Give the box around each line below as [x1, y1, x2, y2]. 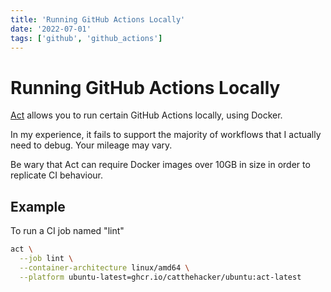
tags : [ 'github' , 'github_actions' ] [10, 33, 163, 43]
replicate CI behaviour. [10, 169, 104, 181]
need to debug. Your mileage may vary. [10, 139, 173, 151]
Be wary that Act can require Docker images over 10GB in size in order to [10, 159, 311, 171]
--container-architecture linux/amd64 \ [19, 262, 190, 273]
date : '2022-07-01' [10, 24, 92, 34]
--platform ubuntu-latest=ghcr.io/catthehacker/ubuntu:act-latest [19, 272, 302, 282]
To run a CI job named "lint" [10, 225, 125, 237]
